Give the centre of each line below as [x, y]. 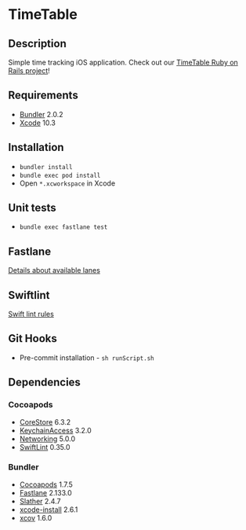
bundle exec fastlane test [63, 227]
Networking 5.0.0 [47, 439]
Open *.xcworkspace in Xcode [67, 183]
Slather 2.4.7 [40, 501]
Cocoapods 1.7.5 [46, 484]
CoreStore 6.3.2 [45, 421]
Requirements [43, 96]
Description [37, 44]
